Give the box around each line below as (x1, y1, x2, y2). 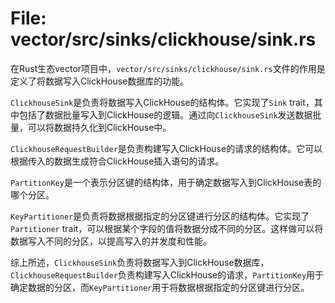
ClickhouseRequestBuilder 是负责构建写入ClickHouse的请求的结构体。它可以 (10, 142, 323, 154)
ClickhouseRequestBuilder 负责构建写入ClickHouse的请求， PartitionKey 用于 (10, 268, 325, 281)
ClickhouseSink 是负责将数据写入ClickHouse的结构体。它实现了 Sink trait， (10, 96, 315, 108)
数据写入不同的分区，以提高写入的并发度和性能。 (10, 235, 212, 247)
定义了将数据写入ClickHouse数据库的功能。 (10, 75, 190, 87)
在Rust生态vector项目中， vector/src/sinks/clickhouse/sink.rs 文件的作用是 (10, 62, 326, 74)
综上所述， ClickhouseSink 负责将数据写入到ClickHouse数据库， (10, 256, 270, 268)
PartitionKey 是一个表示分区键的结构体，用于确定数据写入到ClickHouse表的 (10, 176, 322, 188)
